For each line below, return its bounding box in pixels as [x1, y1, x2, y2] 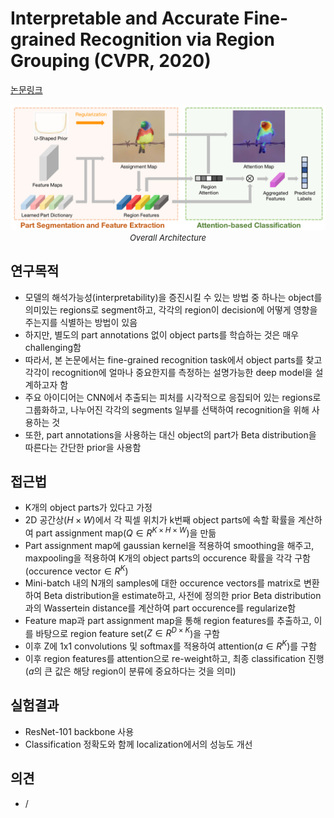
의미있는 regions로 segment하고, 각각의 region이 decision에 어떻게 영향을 [24, 303, 318, 316]
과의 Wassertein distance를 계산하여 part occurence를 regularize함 [24, 602, 297, 614]
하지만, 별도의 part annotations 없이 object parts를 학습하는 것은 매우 [24, 328, 300, 341]
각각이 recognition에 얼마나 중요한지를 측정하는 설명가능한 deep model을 [24, 366, 313, 378]
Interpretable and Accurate [10, 7, 240, 30]
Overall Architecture [129, 232, 207, 243]
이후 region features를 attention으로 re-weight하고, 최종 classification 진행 [24, 653, 325, 664]
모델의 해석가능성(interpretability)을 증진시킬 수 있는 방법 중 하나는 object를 [24, 291, 323, 303]
